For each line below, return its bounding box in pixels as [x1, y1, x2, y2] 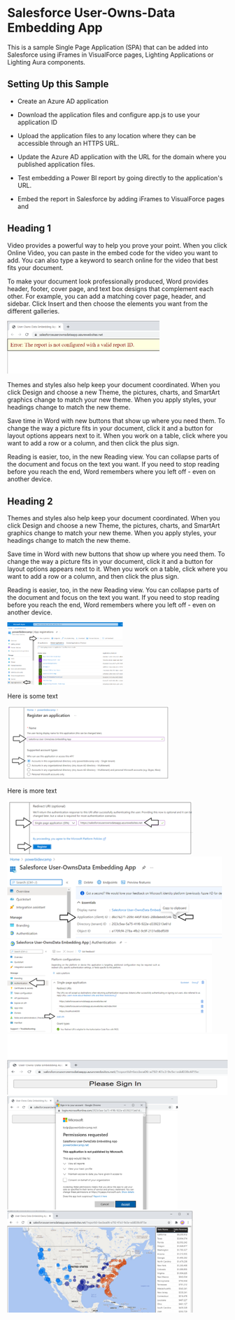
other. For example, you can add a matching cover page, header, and [7, 292, 206, 300]
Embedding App [7, 20, 103, 36]
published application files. [17, 160, 96, 168]
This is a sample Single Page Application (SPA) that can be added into [7, 43, 208, 51]
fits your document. [7, 263, 64, 271]
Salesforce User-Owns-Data [7, 5, 176, 21]
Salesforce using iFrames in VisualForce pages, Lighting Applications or [7, 50, 214, 59]
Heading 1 [7, 222, 51, 234]
